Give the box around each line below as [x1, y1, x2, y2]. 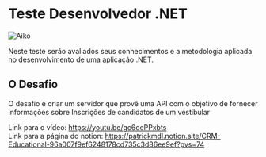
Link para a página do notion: [8, 131, 104, 140]
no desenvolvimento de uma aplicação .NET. [8, 55, 154, 64]
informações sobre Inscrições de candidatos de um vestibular [8, 107, 211, 117]
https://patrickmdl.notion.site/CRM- [104, 131, 221, 140]
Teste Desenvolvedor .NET [8, 5, 188, 23]
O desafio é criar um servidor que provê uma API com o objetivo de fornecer [8, 98, 258, 108]
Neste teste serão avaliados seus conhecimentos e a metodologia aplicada [8, 46, 253, 56]
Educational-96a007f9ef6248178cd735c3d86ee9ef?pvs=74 [8, 140, 205, 149]
